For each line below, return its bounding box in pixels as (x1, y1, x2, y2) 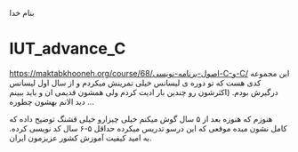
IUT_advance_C (9, 39, 126, 59)
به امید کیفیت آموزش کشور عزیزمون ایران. (9, 132, 152, 143)
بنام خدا (9, 8, 35, 18)
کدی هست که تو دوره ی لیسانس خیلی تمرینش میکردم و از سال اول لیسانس (9, 77, 262, 88)
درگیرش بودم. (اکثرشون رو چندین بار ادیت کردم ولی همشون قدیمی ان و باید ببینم (9, 86, 278, 97)
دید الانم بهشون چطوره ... (9, 96, 95, 107)
